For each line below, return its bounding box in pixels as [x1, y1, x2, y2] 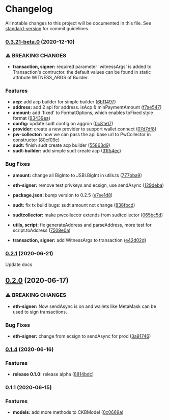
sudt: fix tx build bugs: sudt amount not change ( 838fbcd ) [12, 202, 135, 208]
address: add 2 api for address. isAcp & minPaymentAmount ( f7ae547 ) [12, 104, 162, 110]
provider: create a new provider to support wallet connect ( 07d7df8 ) [12, 126, 157, 132]
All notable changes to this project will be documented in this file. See [5, 20, 152, 26]
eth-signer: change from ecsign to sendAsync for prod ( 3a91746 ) [12, 333, 151, 339]
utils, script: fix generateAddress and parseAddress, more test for [12, 222, 152, 228]
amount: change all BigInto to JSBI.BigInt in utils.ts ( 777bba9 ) [12, 172, 143, 178]
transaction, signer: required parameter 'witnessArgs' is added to [12, 63, 152, 70]
